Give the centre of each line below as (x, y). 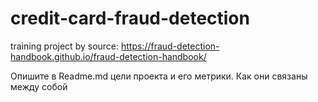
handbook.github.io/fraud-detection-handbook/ (108, 56)
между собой (39, 86)
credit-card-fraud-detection (130, 18)
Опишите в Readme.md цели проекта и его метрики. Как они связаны (159, 76)
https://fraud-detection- (170, 46)
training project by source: (65, 46)
